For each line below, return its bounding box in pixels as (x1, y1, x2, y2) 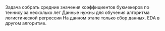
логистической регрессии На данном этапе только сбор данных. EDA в (5, 15, 160, 20)
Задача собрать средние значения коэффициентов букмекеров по (5, 4, 150, 10)
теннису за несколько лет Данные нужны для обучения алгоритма (5, 9, 150, 15)
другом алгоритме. (5, 20, 47, 26)
